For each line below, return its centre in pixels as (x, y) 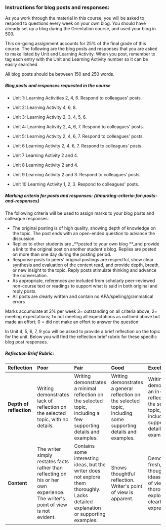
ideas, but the (90, 465)
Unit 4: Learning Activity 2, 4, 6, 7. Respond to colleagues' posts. (78, 127)
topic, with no (53, 420)
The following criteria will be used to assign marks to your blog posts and (80, 213)
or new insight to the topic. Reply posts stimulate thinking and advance (84, 270)
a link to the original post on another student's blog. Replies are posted (84, 249)
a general (122, 388)
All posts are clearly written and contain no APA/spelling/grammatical (83, 296)
